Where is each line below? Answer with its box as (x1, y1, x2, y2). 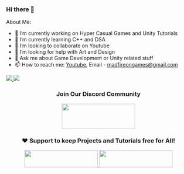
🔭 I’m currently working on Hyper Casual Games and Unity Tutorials (14, 30, 178, 37)
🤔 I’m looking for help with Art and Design (14, 48, 115, 55)
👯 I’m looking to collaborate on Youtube (14, 42, 110, 49)
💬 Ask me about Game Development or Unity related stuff (14, 55, 154, 62)
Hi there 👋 (6, 5, 35, 13)
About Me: (6, 19, 32, 26)
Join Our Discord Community (56, 90, 141, 98)
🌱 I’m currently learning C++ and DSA (14, 36, 105, 43)
